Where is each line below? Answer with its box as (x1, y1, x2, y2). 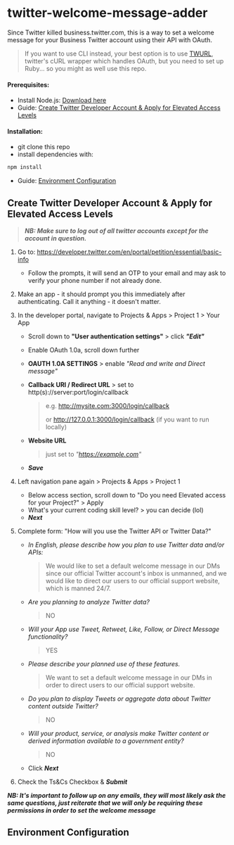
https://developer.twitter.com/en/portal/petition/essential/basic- (37, 248, 222, 256)
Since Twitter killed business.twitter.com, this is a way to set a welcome (7, 28, 214, 37)
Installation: (7, 127, 44, 135)
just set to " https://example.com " (45, 450, 142, 459)
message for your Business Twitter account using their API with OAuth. (7, 35, 213, 44)
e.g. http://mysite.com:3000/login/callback (45, 402, 170, 410)
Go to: (17, 248, 36, 256)
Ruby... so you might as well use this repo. (24, 64, 147, 72)
